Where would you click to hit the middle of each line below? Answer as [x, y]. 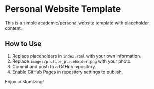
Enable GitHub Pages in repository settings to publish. [68, 72]
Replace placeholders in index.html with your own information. [77, 56]
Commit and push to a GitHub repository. [54, 66]
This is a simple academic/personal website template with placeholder [77, 23]
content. [14, 28]
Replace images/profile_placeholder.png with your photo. [72, 61]
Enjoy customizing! [25, 81]
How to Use [23, 44]
